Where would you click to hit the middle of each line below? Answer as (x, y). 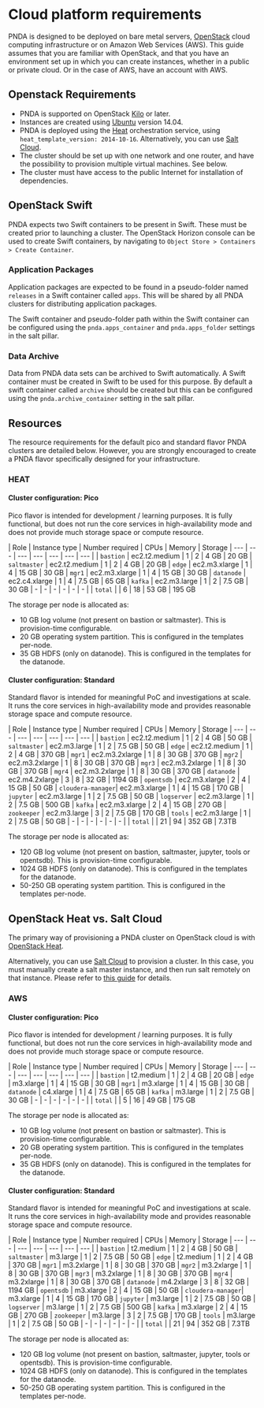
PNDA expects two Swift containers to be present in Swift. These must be (128, 224)
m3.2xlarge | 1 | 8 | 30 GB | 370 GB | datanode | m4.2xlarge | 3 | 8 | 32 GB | (129, 1282)
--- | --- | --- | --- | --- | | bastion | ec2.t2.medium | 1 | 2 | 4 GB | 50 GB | (134, 737)
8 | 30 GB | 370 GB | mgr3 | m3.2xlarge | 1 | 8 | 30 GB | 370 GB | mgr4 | (121, 1273)
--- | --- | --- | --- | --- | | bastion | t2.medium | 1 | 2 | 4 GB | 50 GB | (127, 1248)
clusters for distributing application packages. (83, 303)
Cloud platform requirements (105, 15)
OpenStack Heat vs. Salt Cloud (86, 918)
